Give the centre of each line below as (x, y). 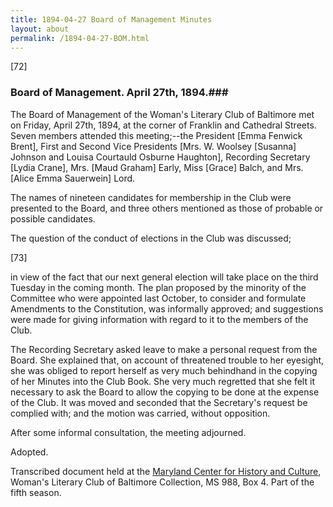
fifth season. (36, 492)
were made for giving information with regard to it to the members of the (159, 319)
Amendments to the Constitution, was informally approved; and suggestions (167, 308)
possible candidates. (53, 218)
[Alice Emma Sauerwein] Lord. (73, 178)
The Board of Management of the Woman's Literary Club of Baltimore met (162, 114)
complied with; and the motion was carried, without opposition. (140, 413)
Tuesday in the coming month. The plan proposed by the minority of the (158, 287)
